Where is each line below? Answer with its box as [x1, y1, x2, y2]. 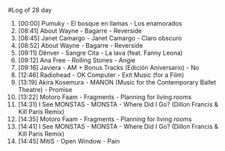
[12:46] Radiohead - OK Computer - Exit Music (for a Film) [17, 71, 185, 79]
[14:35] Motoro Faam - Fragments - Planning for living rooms [17, 115, 192, 123]
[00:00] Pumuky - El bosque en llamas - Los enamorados [17, 19, 183, 27]
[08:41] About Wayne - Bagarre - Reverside [17, 27, 142, 35]
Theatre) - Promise [17, 86, 72, 94]
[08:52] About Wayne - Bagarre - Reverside [17, 42, 143, 49]
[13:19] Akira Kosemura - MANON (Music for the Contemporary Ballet [17, 78, 217, 86]
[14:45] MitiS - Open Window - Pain [17, 137, 120, 145]
